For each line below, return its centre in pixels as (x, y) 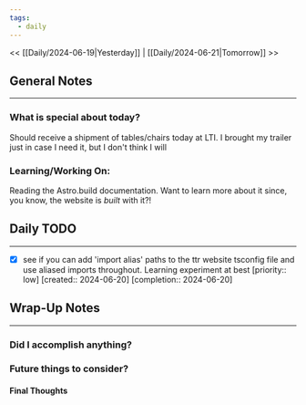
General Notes (51, 81)
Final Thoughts (39, 391)
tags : (20, 18)
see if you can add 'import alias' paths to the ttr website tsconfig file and (158, 259)
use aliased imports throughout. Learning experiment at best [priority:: (154, 269)
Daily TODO (43, 229)
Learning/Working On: (60, 171)
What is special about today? (75, 118)
